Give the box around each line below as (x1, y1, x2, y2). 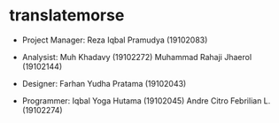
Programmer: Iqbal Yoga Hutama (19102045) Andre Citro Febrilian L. (21, 95, 271, 106)
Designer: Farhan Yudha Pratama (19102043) (21, 78, 187, 88)
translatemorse (9, 5, 125, 26)
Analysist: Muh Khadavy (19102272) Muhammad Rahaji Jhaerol (21, 51, 252, 62)
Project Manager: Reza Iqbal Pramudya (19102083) (21, 35, 208, 45)
